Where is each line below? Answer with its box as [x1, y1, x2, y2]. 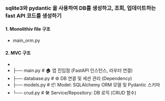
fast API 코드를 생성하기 [5, 12, 62, 19]
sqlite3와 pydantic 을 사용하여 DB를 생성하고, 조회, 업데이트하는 [5, 4, 156, 11]
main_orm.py [12, 37, 40, 44]
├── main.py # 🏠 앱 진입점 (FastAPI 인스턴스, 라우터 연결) [12, 67, 133, 73]
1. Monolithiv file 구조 [5, 26, 51, 32]
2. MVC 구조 [5, 49, 31, 56]
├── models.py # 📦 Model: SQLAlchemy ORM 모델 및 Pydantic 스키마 [12, 82, 160, 88]
